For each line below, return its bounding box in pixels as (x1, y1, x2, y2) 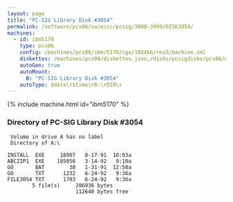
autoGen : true (19, 62, 60, 69)
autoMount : (19, 68, 51, 75)
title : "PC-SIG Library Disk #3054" (7, 17, 113, 24)
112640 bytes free (75, 188, 129, 195)
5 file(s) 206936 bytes (32, 182, 113, 189)
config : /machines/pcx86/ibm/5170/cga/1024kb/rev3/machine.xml (19, 49, 207, 56)
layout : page (7, 10, 45, 17)
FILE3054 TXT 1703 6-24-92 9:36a (7, 176, 132, 183)
